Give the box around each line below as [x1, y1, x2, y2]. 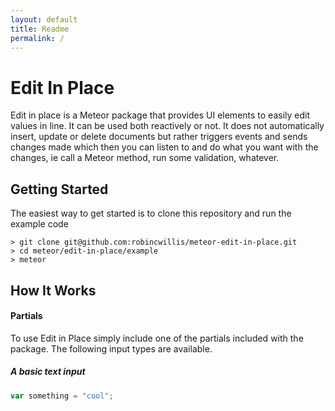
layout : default [10, 14, 78, 25]
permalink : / [10, 33, 65, 43]
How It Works [10, 282, 97, 299]
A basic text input [10, 366, 86, 378]
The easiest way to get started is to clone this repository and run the [10, 207, 292, 220]
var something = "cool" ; [10, 391, 114, 401]
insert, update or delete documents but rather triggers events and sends [10, 131, 308, 143]
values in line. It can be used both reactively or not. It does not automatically [10, 120, 325, 132]
